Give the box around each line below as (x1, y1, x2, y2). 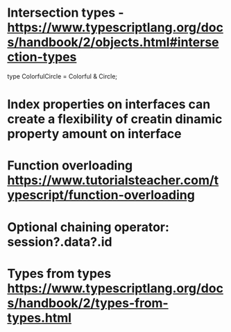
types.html (7, 310, 71, 326)
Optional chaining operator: (7, 219, 170, 235)
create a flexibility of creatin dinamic (7, 111, 223, 127)
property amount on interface (7, 126, 182, 142)
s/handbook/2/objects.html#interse (7, 35, 220, 50)
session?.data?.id (7, 234, 112, 249)
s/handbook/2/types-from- (7, 295, 169, 310)
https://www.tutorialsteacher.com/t (7, 172, 219, 188)
